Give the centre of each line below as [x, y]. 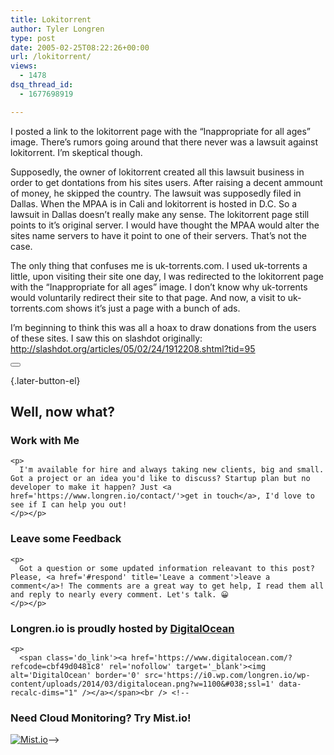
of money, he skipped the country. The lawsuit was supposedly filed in [156, 193]
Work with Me [45, 440]
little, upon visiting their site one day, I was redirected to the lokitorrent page [167, 276]
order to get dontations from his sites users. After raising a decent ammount [166, 182]
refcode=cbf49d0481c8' [57, 666]
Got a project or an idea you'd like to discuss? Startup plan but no [160, 479]
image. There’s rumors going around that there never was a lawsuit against [164, 142]
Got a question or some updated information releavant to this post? [167, 568]
